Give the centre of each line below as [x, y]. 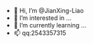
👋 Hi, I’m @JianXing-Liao [49, 11]
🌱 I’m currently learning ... [50, 25]
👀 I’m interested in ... [42, 18]
